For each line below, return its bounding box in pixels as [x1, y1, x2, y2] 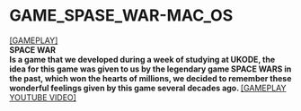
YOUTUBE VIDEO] [9, 91, 76, 103]
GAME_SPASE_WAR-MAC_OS [9, 5, 234, 26]
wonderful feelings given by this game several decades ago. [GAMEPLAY [9, 82, 287, 93]
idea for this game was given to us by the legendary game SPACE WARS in [9, 64, 292, 74]
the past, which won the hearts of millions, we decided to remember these [9, 73, 292, 83]
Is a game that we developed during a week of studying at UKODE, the [9, 54, 276, 64]
